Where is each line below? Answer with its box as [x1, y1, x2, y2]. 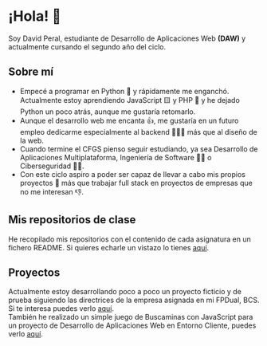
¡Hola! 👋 [8, 7, 61, 26]
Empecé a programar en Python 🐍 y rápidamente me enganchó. [19, 86, 230, 96]
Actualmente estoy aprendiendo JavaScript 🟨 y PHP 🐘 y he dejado [19, 95, 241, 104]
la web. [19, 136, 44, 145]
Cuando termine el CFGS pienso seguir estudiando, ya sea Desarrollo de [19, 144, 258, 154]
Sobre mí [8, 65, 54, 79]
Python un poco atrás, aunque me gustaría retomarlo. [19, 107, 196, 116]
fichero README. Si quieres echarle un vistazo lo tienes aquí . [8, 242, 210, 252]
